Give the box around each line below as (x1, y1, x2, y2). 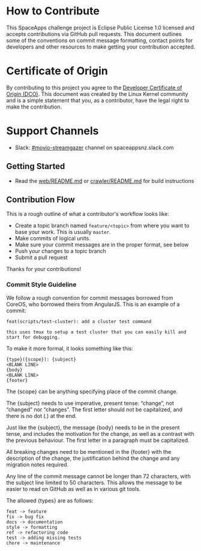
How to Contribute (6, 4, 100, 18)
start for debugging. (6, 334, 61, 340)
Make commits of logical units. (14, 235, 91, 242)
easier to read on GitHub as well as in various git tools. (6, 485, 141, 492)
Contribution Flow (6, 195, 75, 205)
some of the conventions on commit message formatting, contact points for (6, 37, 193, 44)
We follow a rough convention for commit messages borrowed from (6, 294, 173, 301)
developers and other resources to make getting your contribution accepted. (6, 43, 196, 50)
